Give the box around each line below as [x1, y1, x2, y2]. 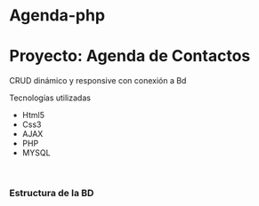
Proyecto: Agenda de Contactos [9, 46, 251, 67]
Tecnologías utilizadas [9, 92, 92, 103]
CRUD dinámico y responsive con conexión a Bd [9, 75, 187, 86]
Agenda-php [9, 5, 105, 26]
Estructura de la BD [9, 187, 94, 200]
